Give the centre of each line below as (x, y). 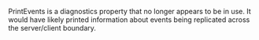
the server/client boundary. (52, 28)
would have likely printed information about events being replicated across (129, 20)
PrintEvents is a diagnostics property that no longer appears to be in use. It (129, 11)
